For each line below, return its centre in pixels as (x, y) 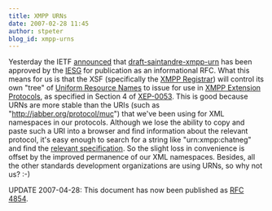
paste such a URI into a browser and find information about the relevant (128, 131)
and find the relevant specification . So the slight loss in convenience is (127, 148)
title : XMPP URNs (38, 16)
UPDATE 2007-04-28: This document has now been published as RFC (126, 190)
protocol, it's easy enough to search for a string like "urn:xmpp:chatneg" (130, 140)
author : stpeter (36, 31)
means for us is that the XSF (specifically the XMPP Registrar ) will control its (136, 79)
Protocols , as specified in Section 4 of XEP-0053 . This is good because (128, 97)
